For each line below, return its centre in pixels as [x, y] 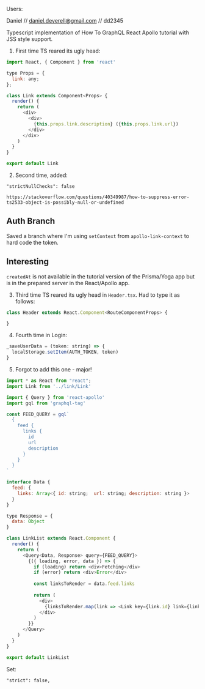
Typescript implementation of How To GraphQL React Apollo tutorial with [98, 32]
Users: [15, 9]
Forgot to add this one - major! [54, 369]
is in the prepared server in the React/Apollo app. [68, 283]
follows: [25, 301]
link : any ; [26, 79]
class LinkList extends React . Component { [61, 538]
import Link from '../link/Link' [49, 386]
